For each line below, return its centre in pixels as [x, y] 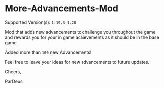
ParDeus [14, 81]
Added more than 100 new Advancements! [48, 52]
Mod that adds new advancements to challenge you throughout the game [80, 32]
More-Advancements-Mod [62, 9]
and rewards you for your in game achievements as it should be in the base [82, 37]
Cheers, [13, 71]
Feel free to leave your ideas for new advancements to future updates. [77, 62]
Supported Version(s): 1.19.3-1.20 [41, 22]
